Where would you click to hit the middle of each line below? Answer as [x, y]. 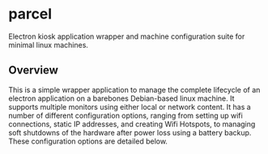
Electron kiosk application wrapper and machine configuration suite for [127, 36]
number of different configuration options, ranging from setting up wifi [125, 115]
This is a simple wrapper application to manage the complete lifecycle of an [134, 89]
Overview [34, 71]
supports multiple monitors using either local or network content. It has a [130, 106]
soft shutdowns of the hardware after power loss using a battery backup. [130, 132]
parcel [30, 14]
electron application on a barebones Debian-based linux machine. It [121, 98]
